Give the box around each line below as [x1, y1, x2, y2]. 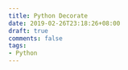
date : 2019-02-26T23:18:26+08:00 [8, 19, 121, 27]
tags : [8, 42, 27, 50]
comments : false [8, 34, 63, 43]
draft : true [8, 27, 48, 35]
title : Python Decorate [8, 11, 89, 20]
